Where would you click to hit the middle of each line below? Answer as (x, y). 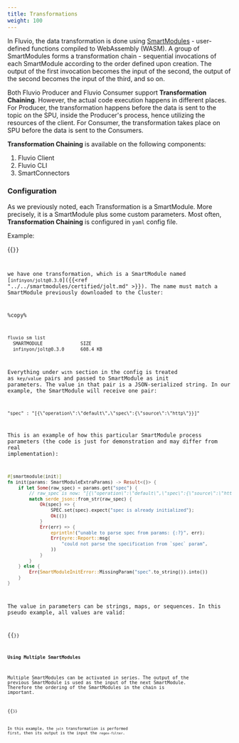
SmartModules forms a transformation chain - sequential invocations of (112, 56)
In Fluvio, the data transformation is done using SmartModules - (101, 41)
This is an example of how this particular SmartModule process (105, 435)
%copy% (17, 316)
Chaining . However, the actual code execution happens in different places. (117, 100)
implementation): (33, 454)
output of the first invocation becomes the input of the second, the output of (119, 71)
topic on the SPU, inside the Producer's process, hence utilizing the (106, 115)
